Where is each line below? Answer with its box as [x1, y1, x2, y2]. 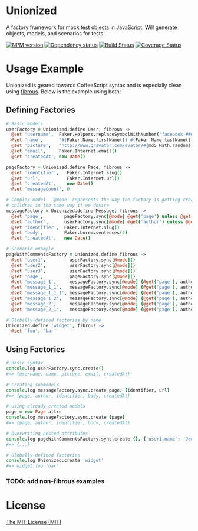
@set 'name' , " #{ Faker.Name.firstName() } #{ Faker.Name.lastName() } [11, 137, 194, 143]
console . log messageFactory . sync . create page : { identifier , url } [6, 387, 170, 393]
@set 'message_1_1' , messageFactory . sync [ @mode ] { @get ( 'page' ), [11, 285, 178, 291]
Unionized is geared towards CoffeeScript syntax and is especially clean [6, 82, 182, 89]
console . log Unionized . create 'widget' [6, 458, 104, 464]
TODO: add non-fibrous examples [6, 477, 105, 486]
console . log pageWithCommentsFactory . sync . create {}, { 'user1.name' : [6, 436, 181, 442]
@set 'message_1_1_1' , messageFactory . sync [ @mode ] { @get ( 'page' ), [11, 290, 178, 296]
